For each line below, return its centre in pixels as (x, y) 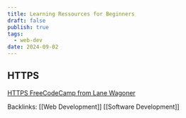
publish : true (28, 27)
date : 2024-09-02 (33, 47)
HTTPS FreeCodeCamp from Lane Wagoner (72, 92)
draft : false (27, 21)
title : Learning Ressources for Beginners (71, 14)
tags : (15, 34)
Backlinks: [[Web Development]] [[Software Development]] (93, 107)
